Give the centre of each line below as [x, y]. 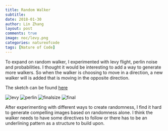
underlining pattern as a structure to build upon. [55, 123]
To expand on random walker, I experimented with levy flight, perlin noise [81, 61]
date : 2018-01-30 [23, 19]
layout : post [19, 29]
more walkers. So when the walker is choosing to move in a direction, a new [84, 72]
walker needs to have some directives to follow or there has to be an [76, 118]
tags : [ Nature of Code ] [30, 47]
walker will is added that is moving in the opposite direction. [67, 78]
